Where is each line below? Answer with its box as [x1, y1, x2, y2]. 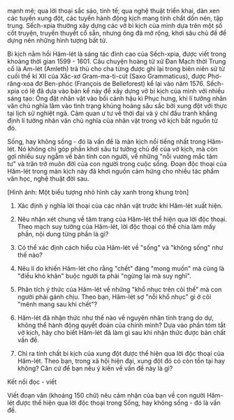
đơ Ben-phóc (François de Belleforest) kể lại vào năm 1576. [34, 80, 205, 87]
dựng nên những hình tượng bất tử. [7, 36, 108, 45]
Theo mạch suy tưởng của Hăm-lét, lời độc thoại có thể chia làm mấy [17, 223, 217, 230]
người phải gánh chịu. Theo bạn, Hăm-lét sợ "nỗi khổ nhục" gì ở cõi [17, 293, 212, 301]
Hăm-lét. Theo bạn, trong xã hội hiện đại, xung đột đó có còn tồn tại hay [17, 357, 226, 365]
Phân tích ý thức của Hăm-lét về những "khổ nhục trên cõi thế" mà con [17, 285, 222, 293]
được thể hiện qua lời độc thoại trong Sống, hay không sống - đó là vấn [16, 398, 221, 407]
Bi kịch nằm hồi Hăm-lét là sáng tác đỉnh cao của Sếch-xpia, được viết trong [7, 50, 227, 58]
